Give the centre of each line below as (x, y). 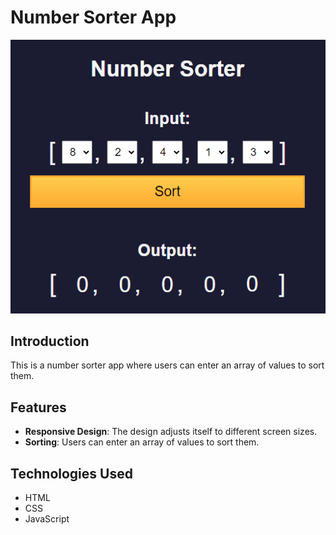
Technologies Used (71, 473)
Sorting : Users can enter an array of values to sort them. (142, 442)
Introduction (50, 341)
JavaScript (47, 518)
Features (38, 407)
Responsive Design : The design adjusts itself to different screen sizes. (171, 432)
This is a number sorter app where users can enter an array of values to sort (167, 365)
